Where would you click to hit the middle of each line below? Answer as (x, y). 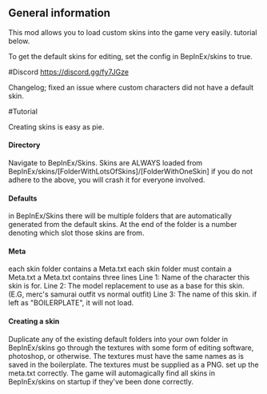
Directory (24, 145)
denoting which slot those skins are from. (76, 233)
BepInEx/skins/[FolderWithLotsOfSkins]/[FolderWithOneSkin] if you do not (131, 172)
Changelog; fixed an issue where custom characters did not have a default (131, 87)
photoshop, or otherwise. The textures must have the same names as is (126, 356)
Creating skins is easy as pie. (56, 126)
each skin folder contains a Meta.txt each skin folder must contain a (120, 269)
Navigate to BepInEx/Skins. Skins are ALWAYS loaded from (106, 163)
